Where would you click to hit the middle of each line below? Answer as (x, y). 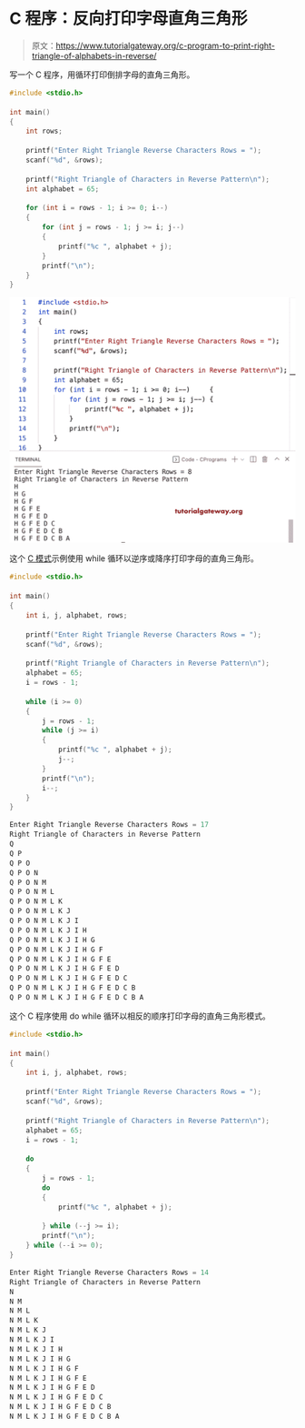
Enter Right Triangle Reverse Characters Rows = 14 (109, 1272)
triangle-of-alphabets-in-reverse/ (94, 55)
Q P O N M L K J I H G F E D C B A (77, 998)
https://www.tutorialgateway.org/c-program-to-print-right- (165, 45)
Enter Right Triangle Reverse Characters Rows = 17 (109, 825)
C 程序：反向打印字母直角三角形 (128, 19)
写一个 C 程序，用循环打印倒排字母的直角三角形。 (102, 75)
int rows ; (44, 131)
